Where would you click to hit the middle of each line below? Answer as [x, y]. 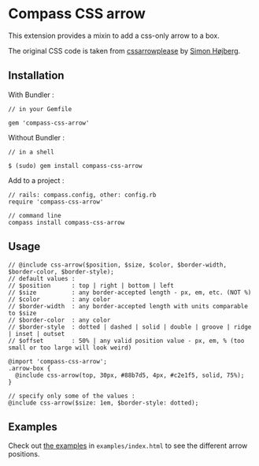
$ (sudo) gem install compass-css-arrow [76, 166]
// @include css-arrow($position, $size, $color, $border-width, [117, 265]
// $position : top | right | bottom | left [91, 285]
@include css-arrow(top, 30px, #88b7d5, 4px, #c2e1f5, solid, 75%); [130, 375]
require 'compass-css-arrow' [56, 202]
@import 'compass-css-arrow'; [58, 361]
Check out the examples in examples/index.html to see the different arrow [128, 445]
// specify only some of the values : [72, 396]
